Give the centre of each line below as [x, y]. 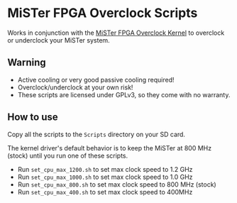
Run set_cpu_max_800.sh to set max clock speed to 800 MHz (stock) [117, 184]
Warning [27, 63]
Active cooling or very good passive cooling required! [96, 79]
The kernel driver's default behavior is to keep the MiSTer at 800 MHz [109, 148]
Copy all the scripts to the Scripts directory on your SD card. [97, 134]
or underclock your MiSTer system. [59, 40]
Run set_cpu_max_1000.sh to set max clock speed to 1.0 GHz [105, 177]
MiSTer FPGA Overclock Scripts [103, 13]
